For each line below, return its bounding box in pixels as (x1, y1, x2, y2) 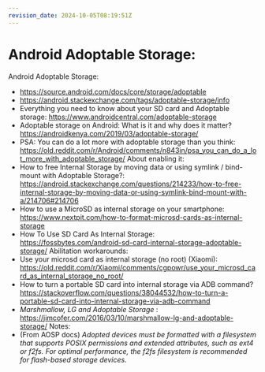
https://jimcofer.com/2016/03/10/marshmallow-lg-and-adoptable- (19, 313, 234, 322)
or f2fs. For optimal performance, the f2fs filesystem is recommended (19, 346, 248, 355)
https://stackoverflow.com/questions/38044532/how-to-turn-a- (19, 288, 229, 297)
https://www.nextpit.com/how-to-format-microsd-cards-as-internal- (19, 212, 243, 221)
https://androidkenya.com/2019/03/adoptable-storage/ (19, 128, 199, 138)
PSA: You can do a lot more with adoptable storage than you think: (19, 137, 236, 147)
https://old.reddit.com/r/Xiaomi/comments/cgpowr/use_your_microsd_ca (19, 262, 256, 272)
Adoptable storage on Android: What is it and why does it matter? (19, 120, 233, 130)
